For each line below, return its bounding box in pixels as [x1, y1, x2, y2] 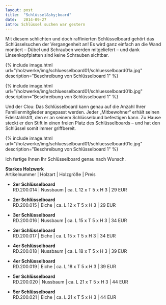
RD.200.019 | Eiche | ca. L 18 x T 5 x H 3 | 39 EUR [12, 264, 116, 270]
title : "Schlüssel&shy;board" [5, 12, 72, 17]
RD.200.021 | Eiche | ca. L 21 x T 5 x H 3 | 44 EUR [12, 294, 116, 300]
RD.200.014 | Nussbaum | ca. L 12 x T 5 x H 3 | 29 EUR [12, 187, 127, 193]
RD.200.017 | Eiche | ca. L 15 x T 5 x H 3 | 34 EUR [12, 233, 116, 239]
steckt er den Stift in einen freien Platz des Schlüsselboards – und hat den [5, 120, 160, 126]
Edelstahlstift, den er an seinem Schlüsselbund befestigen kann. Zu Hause [5, 115, 161, 121]
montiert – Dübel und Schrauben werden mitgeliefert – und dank [5, 47, 140, 53]
